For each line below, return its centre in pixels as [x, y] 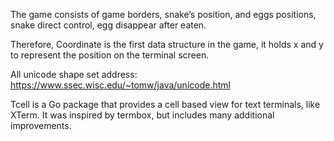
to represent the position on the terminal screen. [110, 55]
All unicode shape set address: [74, 74]
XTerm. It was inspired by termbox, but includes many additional [142, 115]
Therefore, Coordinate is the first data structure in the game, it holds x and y [167, 44]
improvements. [41, 125]
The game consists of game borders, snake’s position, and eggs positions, [163, 14]
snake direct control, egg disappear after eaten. [108, 25]
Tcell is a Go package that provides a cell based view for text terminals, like [165, 104]
